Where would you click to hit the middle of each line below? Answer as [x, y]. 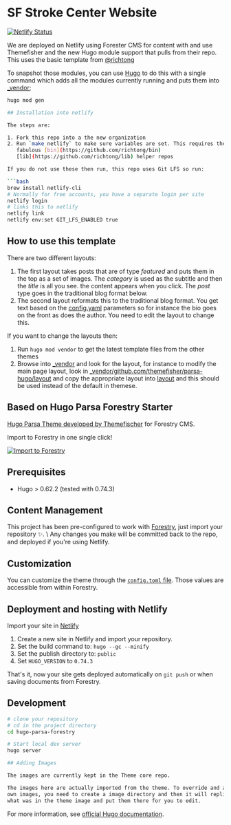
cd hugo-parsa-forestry [41, 732]
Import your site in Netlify [43, 625]
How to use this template [62, 241]
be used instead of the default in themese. [77, 385]
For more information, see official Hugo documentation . [86, 814]
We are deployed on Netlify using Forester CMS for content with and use [110, 45]
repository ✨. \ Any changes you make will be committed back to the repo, [112, 534]
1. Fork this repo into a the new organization [77, 138]
